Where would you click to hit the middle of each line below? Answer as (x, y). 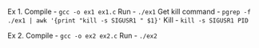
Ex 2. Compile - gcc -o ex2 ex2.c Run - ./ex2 (82, 36)
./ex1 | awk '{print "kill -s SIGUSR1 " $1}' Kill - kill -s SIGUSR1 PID (128, 20)
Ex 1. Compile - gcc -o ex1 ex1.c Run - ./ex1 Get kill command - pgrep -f (129, 12)
